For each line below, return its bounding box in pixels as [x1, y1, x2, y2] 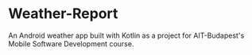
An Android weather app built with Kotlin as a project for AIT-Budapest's [8, 31, 245, 40]
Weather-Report [8, 5, 118, 23]
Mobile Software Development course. [8, 38, 134, 48]
